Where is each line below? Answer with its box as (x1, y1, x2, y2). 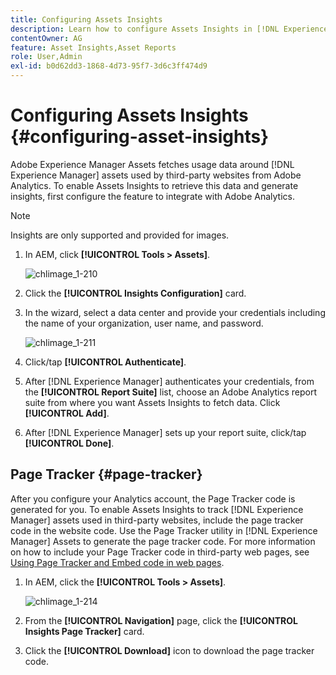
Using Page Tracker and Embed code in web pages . (10, 556, 225, 568)
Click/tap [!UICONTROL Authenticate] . (24, 356, 187, 368)
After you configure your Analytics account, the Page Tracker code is (10, 492, 296, 505)
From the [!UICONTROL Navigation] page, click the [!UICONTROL (24, 614, 298, 626)
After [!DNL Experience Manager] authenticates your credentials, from (24, 375, 315, 387)
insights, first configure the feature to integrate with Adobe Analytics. (10, 190, 295, 202)
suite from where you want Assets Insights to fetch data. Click (24, 396, 281, 408)
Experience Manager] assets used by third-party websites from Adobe (10, 169, 302, 181)
